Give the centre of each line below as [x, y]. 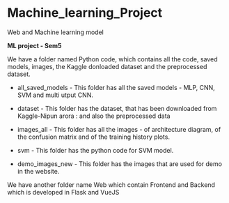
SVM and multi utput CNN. [55, 95]
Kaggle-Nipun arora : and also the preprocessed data [94, 116]
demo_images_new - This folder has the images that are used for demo [120, 164]
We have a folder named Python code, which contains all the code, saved [112, 59]
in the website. [38, 171]
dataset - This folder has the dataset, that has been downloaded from [117, 108]
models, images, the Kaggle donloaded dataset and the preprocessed [107, 66]
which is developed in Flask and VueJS [63, 192]
